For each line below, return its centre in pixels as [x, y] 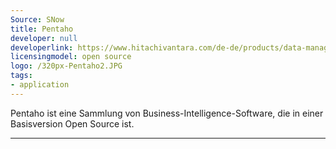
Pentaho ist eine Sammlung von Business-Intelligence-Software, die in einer [167, 113]
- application [40, 85]
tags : [21, 76]
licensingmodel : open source [71, 57]
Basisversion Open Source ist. [72, 123]
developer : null [44, 38]
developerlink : [42, 47]
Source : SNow [37, 19]
